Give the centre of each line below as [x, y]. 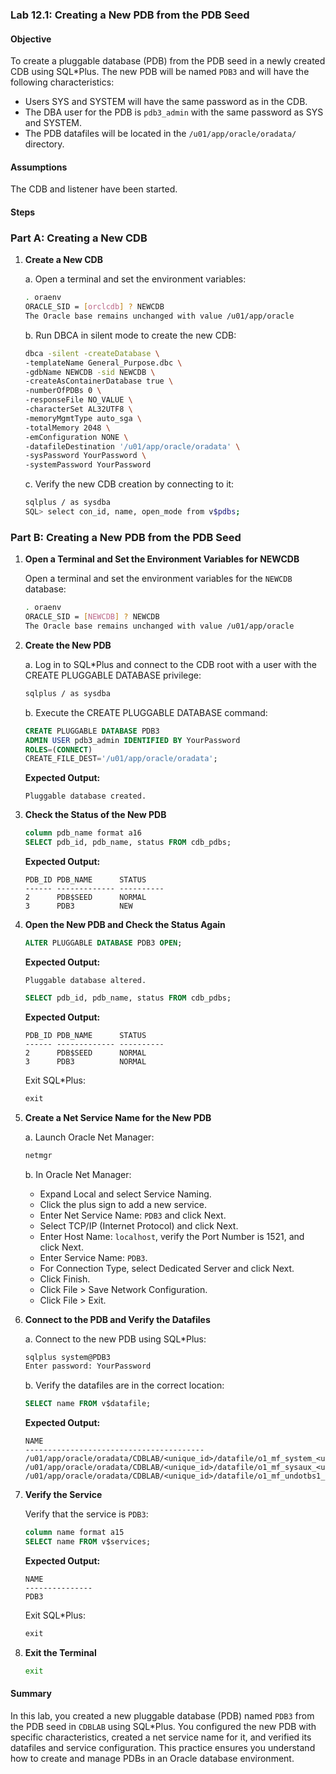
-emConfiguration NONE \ [76, 437]
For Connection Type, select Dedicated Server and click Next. [167, 1268]
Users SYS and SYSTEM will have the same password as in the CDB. [166, 102]
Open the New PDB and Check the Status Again [125, 925]
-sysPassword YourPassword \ [85, 456]
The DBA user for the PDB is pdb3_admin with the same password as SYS [174, 112]
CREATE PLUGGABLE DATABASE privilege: [113, 675]
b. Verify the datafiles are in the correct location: [124, 1385]
